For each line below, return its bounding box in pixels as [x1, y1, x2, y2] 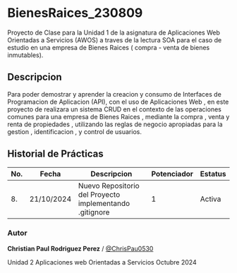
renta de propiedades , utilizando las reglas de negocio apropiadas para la [7, 120, 224, 128]
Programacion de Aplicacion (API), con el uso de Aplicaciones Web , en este [7, 97, 229, 106]
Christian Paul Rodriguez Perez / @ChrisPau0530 [7, 244, 154, 253]
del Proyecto [78, 189, 121, 199]
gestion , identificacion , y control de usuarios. [7, 127, 142, 135]
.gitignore [78, 207, 110, 217]
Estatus [200, 169, 226, 178]
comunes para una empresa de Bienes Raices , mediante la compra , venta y [7, 112, 230, 121]
